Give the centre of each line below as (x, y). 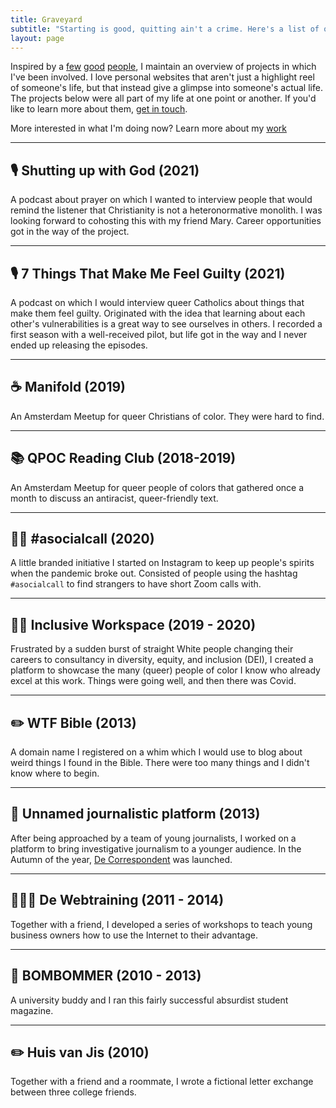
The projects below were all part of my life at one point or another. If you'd (163, 98)
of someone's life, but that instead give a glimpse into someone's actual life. (166, 88)
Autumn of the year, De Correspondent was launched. (121, 859)
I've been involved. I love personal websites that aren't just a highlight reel (162, 77)
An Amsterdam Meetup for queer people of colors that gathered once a (157, 487)
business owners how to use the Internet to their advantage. (134, 935)
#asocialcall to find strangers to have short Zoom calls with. (136, 584)
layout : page (37, 38)
